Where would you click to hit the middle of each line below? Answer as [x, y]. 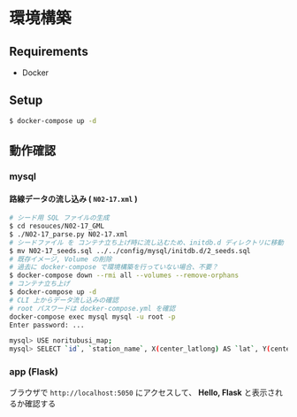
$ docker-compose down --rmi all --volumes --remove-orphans [124, 275]
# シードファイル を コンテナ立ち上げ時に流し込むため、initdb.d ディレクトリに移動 [147, 243]
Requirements [49, 51]
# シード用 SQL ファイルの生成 [59, 218]
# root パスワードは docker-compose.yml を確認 [92, 308]
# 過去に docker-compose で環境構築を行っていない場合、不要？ [114, 267]
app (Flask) [34, 372]
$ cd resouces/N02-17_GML [57, 227]
